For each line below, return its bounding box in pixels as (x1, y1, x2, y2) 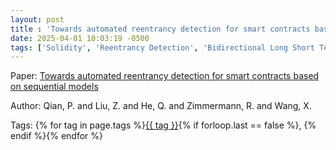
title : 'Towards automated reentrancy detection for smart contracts (10, 24, 311, 34)
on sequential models (10, 81, 99, 93)
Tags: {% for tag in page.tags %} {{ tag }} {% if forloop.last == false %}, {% (10, 119, 317, 131)
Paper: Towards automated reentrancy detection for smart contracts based (10, 70, 320, 82)
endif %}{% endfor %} (10, 130, 103, 142)
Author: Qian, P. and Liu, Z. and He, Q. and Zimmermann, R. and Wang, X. (10, 100, 312, 112)
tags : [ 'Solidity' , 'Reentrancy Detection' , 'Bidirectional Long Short (10, 42, 315, 53)
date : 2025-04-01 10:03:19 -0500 (10, 33, 150, 43)
